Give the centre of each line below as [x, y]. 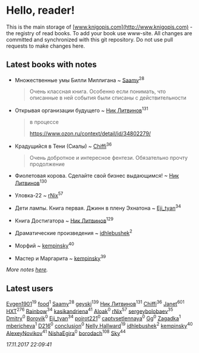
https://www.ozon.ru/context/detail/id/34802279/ [90, 134]
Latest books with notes [51, 65]
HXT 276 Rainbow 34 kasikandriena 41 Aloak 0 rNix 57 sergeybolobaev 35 [90, 311]
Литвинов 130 [31, 182]
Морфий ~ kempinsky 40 [44, 245]
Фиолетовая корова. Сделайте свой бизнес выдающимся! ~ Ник [97, 175]
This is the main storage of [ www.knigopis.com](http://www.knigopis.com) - [99, 27]
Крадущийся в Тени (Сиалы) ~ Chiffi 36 [63, 145]
